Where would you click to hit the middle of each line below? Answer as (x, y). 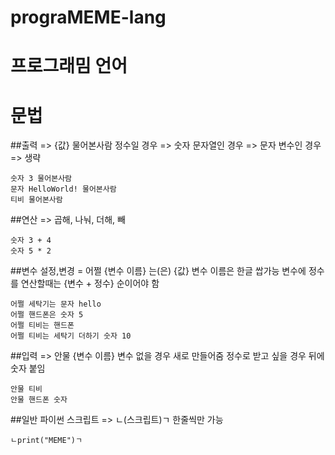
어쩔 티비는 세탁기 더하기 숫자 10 (71, 336)
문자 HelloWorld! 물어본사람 (63, 189)
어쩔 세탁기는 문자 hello (56, 304)
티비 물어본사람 (36, 200)
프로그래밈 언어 (69, 66)
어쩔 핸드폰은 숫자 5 (47, 315)
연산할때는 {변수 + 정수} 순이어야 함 (90, 283)
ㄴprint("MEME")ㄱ (46, 441)
